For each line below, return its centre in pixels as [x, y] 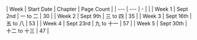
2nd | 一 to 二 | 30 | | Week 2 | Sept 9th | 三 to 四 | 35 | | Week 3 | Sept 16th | [99, 16]
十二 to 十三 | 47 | [28, 31]
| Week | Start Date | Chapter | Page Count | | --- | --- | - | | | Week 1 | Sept [97, 9]
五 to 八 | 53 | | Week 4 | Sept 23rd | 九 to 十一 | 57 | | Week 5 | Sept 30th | [97, 23]
